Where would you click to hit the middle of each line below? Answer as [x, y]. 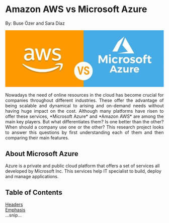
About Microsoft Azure [42, 154]
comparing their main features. [37, 138]
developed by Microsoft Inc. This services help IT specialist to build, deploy [83, 171]
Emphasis [15, 209]
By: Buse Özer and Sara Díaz [35, 23]
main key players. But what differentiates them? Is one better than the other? [84, 122]
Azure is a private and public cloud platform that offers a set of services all [82, 166]
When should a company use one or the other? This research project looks [84, 127]
